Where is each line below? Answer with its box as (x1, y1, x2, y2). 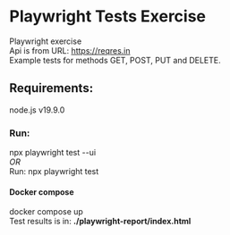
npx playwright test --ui (9, 147, 97, 158)
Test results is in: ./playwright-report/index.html (9, 216, 192, 227)
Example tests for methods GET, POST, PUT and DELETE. (9, 55, 221, 65)
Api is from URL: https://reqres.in (9, 45, 132, 55)
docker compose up (9, 206, 83, 217)
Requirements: (9, 80, 94, 96)
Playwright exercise (9, 36, 82, 46)
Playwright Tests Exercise (9, 6, 207, 27)
